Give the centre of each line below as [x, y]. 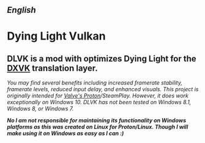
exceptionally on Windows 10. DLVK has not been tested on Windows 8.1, [99, 102]
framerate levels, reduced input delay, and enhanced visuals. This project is [103, 89]
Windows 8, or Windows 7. [40, 109]
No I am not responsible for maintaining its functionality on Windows [97, 120]
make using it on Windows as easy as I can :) [65, 133]
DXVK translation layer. [53, 68]
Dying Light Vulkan [56, 36]
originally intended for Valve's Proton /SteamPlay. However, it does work [98, 96]
